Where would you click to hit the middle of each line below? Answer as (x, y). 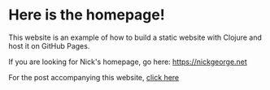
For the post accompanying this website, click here (94, 77)
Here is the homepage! (87, 15)
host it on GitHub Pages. (49, 45)
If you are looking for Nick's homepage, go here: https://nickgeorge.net (128, 62)
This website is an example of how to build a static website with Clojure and (135, 37)
